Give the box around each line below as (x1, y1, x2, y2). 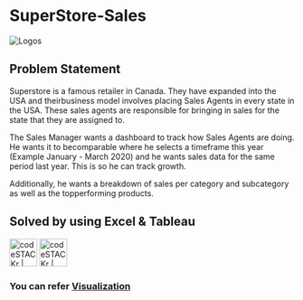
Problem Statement (9, 61, 121, 77)
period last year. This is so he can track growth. (9, 160, 187, 172)
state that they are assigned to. (9, 114, 125, 125)
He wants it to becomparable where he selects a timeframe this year (9, 141, 264, 152)
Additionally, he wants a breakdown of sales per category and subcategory (9, 178, 289, 189)
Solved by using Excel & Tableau (9, 214, 196, 230)
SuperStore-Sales (9, 5, 147, 26)
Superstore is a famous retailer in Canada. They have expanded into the (9, 85, 277, 96)
